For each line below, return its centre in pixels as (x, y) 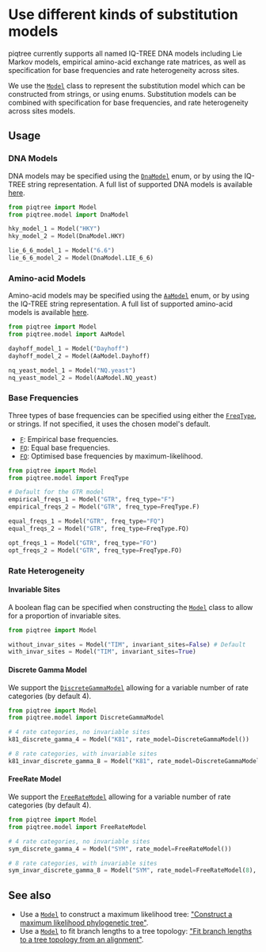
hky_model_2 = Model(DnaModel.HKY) (67, 236)
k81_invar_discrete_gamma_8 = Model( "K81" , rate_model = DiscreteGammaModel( (136, 761)
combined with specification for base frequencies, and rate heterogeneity (128, 102)
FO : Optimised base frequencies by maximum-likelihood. (111, 456)
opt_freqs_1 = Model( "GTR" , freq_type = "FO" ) (83, 543)
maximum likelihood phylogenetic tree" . (84, 923)
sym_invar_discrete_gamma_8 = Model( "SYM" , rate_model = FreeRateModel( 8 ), (133, 870)
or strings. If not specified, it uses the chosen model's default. (110, 424)
